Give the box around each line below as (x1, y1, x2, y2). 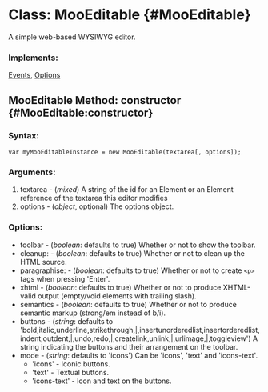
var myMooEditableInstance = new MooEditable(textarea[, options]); (8, 148, 242, 156)
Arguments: (8, 166, 56, 178)
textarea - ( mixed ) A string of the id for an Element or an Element (19, 185, 234, 194)
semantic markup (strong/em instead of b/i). (19, 308, 166, 318)
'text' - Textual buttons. (31, 367, 110, 377)
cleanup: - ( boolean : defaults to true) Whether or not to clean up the (19, 248, 246, 258)
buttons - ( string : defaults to (19, 316, 114, 326)
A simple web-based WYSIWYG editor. (8, 32, 136, 42)
